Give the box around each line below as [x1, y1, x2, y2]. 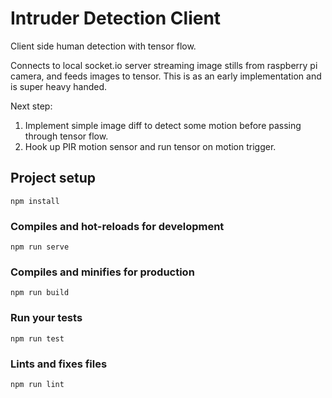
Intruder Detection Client [10, 7, 222, 30]
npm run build [10, 288, 70, 298]
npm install [10, 196, 60, 206]
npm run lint [10, 379, 65, 389]
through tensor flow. [24, 130, 109, 142]
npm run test [10, 333, 65, 344]
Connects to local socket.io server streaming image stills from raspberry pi [10, 59, 318, 71]
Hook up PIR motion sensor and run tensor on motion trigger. [24, 140, 277, 152]
